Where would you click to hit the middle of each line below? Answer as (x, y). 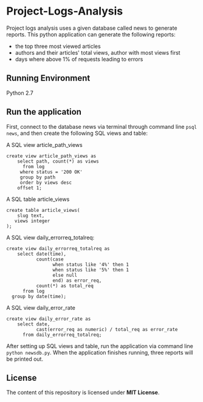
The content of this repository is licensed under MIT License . (83, 392)
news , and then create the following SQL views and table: (77, 133)
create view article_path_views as (51, 156)
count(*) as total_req (65, 286)
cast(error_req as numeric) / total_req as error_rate (107, 329)
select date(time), (42, 254)
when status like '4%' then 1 (91, 264)
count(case (50, 259)
